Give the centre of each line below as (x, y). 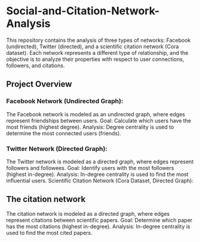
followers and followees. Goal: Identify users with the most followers (90, 167)
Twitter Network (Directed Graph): (57, 148)
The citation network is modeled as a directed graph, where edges (88, 213)
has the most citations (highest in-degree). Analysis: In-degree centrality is (98, 226)
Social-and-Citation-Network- (83, 11)
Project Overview (39, 84)
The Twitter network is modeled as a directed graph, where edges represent (100, 162)
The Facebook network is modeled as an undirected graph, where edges (96, 114)
